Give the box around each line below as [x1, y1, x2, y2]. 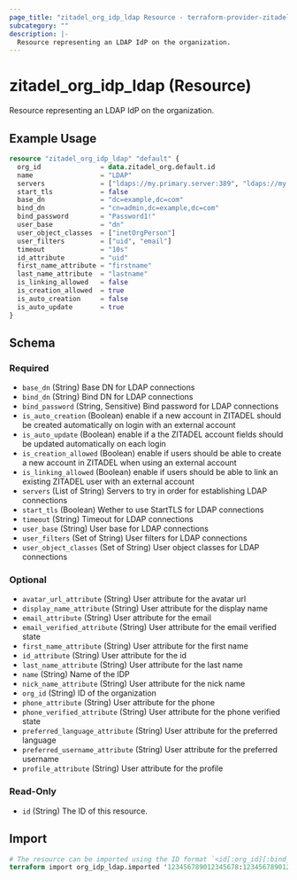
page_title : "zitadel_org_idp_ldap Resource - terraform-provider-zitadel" [9, 12, 294, 22]
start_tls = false [17, 187, 128, 196]
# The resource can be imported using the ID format [9, 854, 208, 864]
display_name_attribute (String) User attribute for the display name [21, 604, 268, 614]
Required [9, 362, 49, 374]
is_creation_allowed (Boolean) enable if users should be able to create [21, 448, 282, 459]
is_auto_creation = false [17, 294, 128, 303]
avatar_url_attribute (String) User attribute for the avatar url [21, 594, 247, 604]
